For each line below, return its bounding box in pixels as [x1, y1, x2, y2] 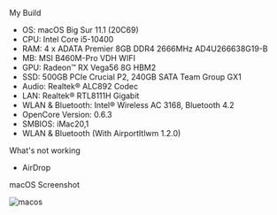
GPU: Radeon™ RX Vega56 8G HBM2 [21, 62, 157, 73]
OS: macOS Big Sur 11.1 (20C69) [21, 25, 139, 35]
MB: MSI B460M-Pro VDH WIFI [21, 53, 135, 63]
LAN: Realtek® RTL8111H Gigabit [21, 90, 140, 101]
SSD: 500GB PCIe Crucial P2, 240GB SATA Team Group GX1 [21, 72, 242, 82]
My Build [9, 8, 42, 18]
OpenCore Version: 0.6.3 [21, 110, 112, 119]
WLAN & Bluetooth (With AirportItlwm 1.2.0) [21, 128, 181, 138]
